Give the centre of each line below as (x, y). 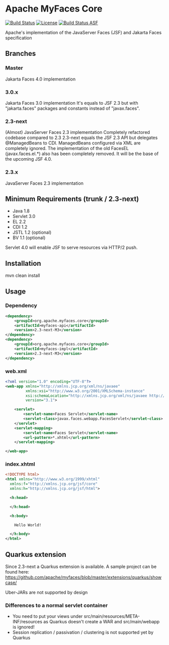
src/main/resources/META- (112, 616)
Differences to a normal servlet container (57, 605)
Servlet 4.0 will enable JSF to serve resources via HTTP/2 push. (71, 248)
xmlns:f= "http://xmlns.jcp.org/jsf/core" (54, 484)
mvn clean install (23, 275)
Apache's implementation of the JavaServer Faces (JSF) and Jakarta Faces (83, 32)
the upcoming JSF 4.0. (29, 159)
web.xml (16, 371)
